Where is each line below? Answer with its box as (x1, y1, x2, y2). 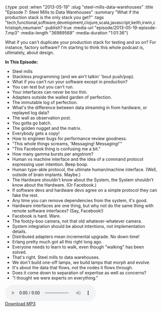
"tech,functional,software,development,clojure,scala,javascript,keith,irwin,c (5, 19, 156, 25)
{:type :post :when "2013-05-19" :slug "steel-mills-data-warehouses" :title (5, 4, 154, 10)
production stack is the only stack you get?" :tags (5, 15, 104, 20)
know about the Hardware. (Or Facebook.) (12, 182, 97, 188)
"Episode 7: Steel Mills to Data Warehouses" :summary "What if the (5, 9, 139, 15)
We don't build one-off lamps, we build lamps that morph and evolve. (12, 259, 150, 265)
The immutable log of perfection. (12, 100, 78, 105)
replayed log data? (12, 110, 49, 116)
